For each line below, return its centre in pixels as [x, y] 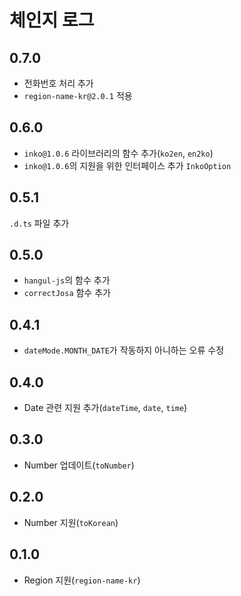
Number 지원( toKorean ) [71, 522]
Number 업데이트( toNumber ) [79, 465]
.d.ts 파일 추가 [39, 223]
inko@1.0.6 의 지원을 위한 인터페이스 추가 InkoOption [127, 165]
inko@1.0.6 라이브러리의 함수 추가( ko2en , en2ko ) [118, 153]
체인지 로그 [52, 20]
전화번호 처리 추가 [58, 83]
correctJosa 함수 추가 [67, 293]
